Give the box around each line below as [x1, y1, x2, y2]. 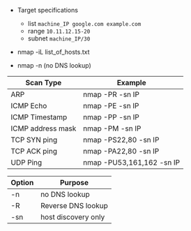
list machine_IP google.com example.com [27, 20, 142, 27]
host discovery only [40, 212, 105, 222]
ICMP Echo [10, 101, 47, 110]
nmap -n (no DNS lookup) [17, 61, 92, 69]
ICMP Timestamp [10, 112, 68, 121]
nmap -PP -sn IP [83, 112, 139, 121]
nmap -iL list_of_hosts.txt [17, 48, 90, 56]
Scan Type [25, 78, 62, 87]
